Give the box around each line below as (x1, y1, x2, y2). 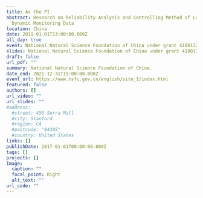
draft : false (6, 54, 39, 60)
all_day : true (6, 37, 42, 43)
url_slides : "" (6, 98, 45, 104)
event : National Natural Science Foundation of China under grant (6, 43, 177, 49)
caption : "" (11, 166, 42, 172)
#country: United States (11, 132, 74, 139)
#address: (6, 104, 31, 110)
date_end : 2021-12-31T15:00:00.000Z (6, 71, 98, 77)
